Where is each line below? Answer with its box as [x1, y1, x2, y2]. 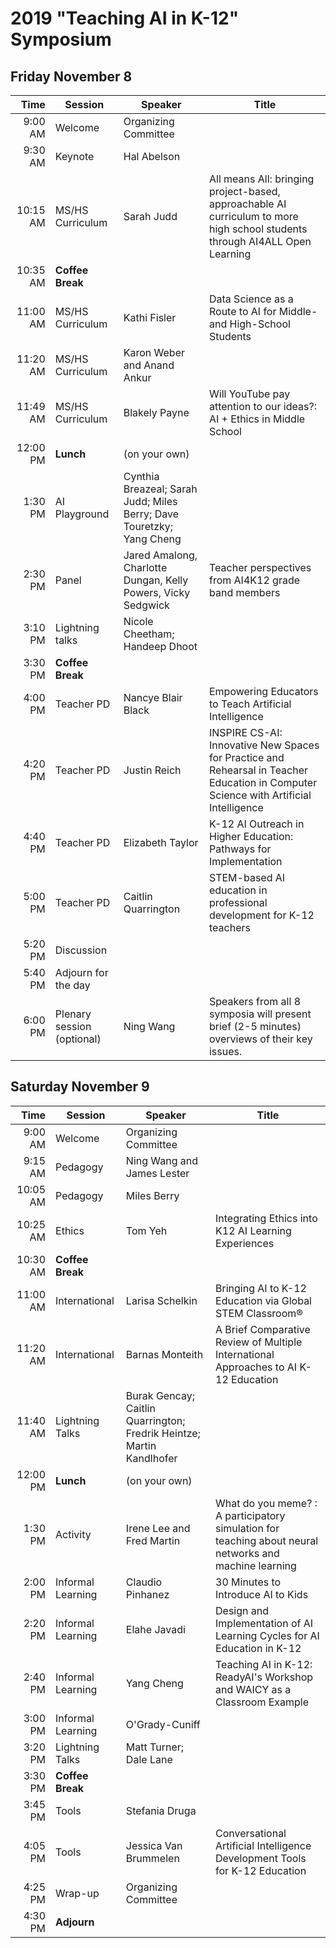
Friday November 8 [10, 68, 133, 85]
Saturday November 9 [10, 1078, 150, 1096]
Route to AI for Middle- [208, 305, 318, 318]
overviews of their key [208, 1032, 313, 1046]
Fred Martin [125, 1533, 181, 1547]
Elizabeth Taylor [123, 836, 199, 849]
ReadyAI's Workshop [215, 1670, 314, 1684]
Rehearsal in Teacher [208, 763, 309, 777]
